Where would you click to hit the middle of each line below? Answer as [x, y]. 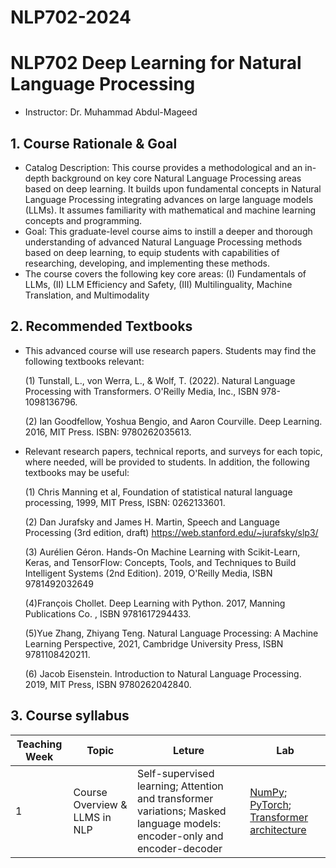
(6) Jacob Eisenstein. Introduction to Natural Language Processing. [163, 673]
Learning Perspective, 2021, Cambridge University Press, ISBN [154, 643]
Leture [189, 750]
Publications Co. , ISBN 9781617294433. [108, 613]
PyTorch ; [270, 804]
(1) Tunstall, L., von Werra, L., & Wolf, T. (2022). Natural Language [160, 380]
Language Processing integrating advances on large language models [169, 199]
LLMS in [92, 817]
